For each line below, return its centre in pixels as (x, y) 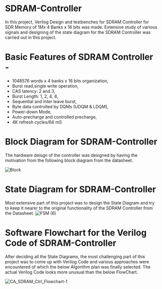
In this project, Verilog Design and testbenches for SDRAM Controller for (77, 22)
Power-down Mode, (32, 112)
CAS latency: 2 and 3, (34, 91)
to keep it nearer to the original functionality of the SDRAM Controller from (79, 208)
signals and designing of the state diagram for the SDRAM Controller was (78, 32)
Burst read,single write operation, (45, 86)
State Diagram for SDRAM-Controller (81, 189)
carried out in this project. (31, 37)
